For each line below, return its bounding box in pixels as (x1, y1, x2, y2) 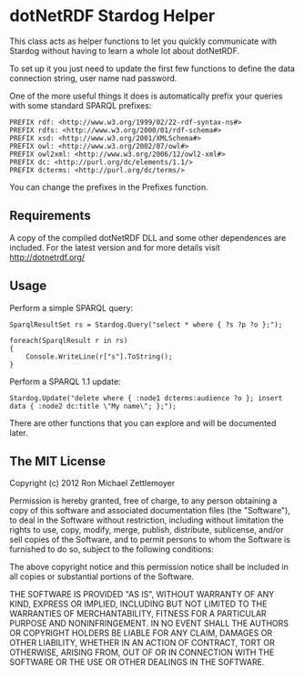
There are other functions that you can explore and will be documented (9, 417, 277, 429)
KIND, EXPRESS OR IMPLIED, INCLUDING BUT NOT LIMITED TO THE (9, 598, 268, 609)
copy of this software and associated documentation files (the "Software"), (9, 505, 291, 516)
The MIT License (9, 453, 106, 469)
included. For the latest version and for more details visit (9, 242, 220, 253)
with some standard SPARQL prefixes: (9, 99, 152, 110)
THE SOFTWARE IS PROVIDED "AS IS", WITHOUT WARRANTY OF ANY (9, 589, 275, 600)
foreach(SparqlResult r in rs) (9, 336, 128, 345)
